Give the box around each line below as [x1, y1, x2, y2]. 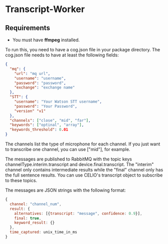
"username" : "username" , [14, 75, 66, 81]
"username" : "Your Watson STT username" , [14, 99, 102, 104]
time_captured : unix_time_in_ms [10, 230, 78, 235]
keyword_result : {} [14, 220, 55, 225]
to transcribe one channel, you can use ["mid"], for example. [5, 146, 130, 152]
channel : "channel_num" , [10, 201, 62, 207]
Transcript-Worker [5, 4, 85, 15]
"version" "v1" [14, 108, 46, 114]
